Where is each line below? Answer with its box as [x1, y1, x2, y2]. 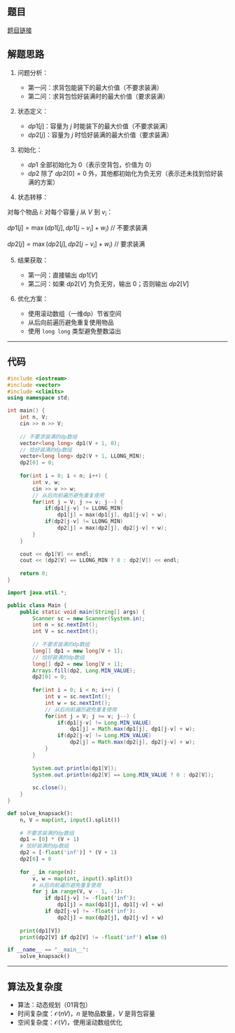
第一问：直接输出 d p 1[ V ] [27, 271, 98, 280]
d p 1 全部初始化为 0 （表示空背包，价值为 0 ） [27, 160, 155, 169]
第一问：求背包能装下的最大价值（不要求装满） [27, 83, 163, 92]
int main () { [7, 407, 45, 414]
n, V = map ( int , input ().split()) [20, 816, 120, 823]
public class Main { [7, 601, 68, 609]
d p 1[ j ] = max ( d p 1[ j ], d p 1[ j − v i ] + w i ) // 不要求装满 [7, 224, 148, 234]
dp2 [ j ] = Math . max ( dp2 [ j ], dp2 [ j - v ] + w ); [69, 739, 196, 746]
